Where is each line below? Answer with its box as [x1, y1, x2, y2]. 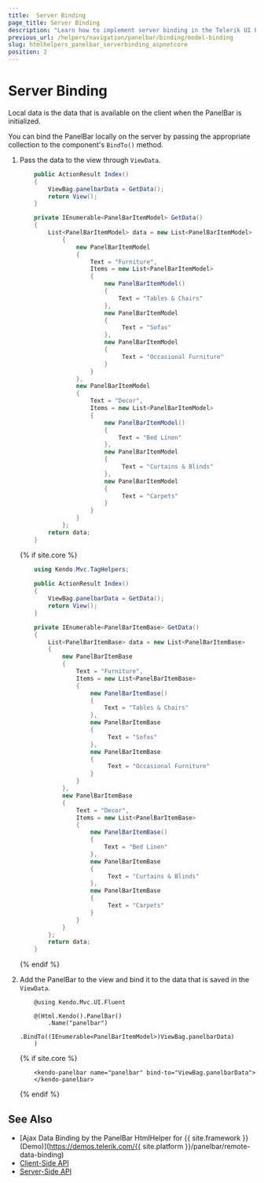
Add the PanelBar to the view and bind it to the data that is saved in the [19, 975, 250, 985]
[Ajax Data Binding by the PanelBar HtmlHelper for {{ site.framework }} [19, 1133, 249, 1142]
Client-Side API [19, 1159, 69, 1167]
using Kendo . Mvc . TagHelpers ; [34, 565, 130, 573]
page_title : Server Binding [8, 19, 101, 27]
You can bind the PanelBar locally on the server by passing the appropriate [8, 131, 251, 141]
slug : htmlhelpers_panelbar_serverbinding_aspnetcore [8, 41, 189, 49]
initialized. [8, 116, 41, 126]
